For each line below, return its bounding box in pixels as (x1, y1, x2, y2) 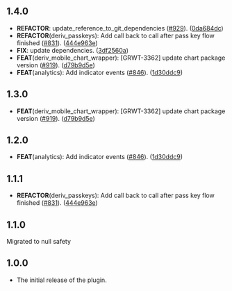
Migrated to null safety (6, 238, 71, 246)
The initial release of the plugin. (16, 276, 107, 284)
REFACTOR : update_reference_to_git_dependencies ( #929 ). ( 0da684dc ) (16, 24, 224, 32)
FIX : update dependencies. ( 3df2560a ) (16, 46, 129, 54)
